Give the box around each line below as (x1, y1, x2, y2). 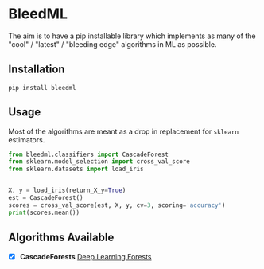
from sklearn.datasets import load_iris (8, 165, 145, 173)
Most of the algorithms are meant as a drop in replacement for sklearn (8, 127, 239, 136)
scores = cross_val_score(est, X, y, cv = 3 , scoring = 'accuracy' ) (8, 201, 226, 209)
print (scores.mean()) (8, 209, 80, 216)
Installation (8, 63, 65, 76)
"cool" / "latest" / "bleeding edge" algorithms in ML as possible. (8, 39, 217, 49)
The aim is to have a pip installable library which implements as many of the (8, 31, 256, 41)
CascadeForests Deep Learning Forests (19, 251, 153, 261)
